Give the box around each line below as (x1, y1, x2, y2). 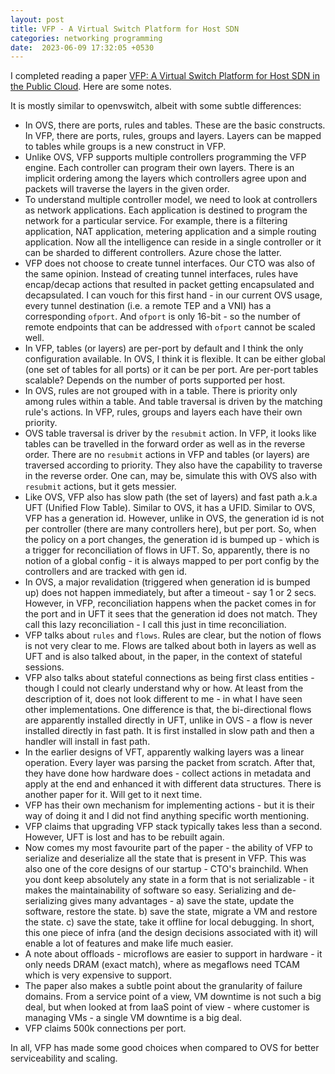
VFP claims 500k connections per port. (24, 1022, 187, 1035)
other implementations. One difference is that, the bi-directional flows (24, 704, 312, 716)
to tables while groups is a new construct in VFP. (24, 141, 227, 153)
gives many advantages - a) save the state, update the (69, 895, 295, 907)
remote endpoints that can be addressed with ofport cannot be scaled (24, 321, 316, 333)
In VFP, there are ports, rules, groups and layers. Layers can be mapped (24, 130, 322, 142)
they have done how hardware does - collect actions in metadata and (24, 767, 311, 780)
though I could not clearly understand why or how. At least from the (24, 682, 304, 695)
